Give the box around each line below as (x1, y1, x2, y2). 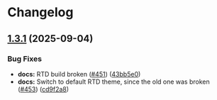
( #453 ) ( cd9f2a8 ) (17, 84, 69, 93)
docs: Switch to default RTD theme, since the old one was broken (17, 77, 211, 86)
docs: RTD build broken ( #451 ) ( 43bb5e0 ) (17, 70, 141, 78)
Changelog (7, 4, 74, 21)
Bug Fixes (7, 54, 43, 64)
